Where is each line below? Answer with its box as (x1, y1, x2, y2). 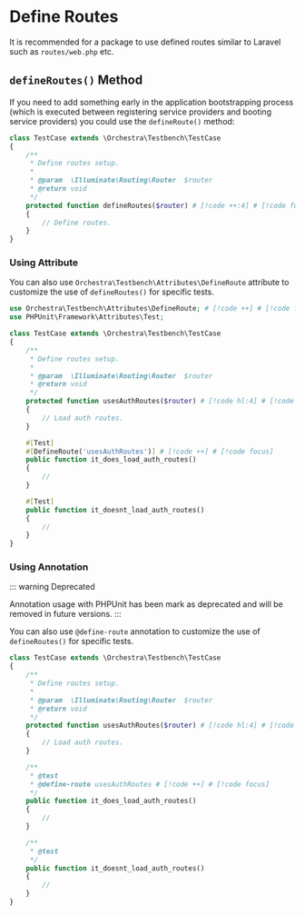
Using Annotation (9, 561, 89, 573)
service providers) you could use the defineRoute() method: (9, 115, 235, 126)
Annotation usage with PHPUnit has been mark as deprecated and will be (9, 599, 283, 610)
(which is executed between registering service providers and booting (9, 106, 272, 117)
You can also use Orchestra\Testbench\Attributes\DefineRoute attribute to (9, 277, 290, 288)
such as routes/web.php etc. (9, 45, 114, 56)
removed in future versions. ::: (9, 609, 122, 620)
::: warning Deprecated (9, 582, 95, 592)
